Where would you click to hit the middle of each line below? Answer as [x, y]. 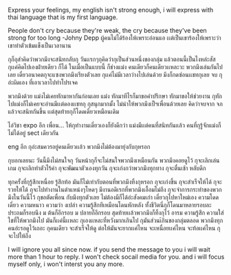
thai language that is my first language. [63, 17]
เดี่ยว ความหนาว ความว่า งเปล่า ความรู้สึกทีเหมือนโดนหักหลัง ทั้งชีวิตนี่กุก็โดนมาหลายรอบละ [110, 205]
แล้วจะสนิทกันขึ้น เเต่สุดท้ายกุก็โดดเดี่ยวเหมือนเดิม [64, 111]
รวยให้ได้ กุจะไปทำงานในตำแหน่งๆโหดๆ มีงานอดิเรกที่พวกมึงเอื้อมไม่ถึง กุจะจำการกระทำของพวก [115, 189]
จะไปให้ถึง [20, 236]
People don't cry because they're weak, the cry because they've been [107, 31]
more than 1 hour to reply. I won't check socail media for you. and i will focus [116, 257]
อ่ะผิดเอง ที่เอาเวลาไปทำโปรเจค [43, 82]
